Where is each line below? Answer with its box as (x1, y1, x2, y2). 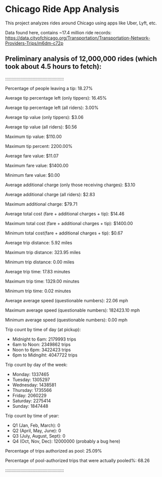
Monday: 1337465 (12, 371, 50, 377)
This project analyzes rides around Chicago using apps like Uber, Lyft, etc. (5, 20, 157, 26)
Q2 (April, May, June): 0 (12, 427, 61, 434)
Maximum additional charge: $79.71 (5, 201, 78, 207)
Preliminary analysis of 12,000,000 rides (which (5, 55, 157, 63)
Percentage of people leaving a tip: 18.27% (5, 85, 93, 91)
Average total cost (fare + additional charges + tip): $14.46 (5, 211, 125, 217)
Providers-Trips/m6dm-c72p (5, 40, 63, 46)
